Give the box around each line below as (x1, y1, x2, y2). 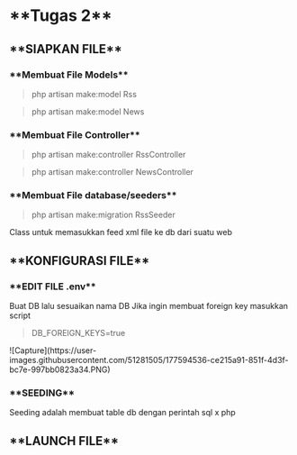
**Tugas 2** (9, 5, 112, 26)
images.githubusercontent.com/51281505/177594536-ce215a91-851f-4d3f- (9, 355, 290, 366)
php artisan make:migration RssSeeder (31, 209, 175, 221)
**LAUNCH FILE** (9, 433, 120, 449)
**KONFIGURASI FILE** (9, 253, 150, 268)
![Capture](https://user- (9, 345, 97, 356)
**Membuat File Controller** (9, 128, 141, 141)
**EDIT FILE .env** (9, 280, 96, 293)
